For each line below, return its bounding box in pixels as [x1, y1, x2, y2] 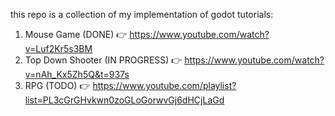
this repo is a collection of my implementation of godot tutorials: [10, 9, 274, 20]
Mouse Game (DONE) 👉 [24, 29, 128, 40]
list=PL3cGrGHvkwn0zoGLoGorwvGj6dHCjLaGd [24, 94, 225, 106]
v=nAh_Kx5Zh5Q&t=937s [24, 69, 130, 80]
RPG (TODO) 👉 [24, 80, 91, 91]
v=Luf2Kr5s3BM [24, 43, 93, 54]
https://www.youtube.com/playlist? [92, 80, 237, 91]
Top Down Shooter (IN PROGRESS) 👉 [24, 54, 183, 66]
